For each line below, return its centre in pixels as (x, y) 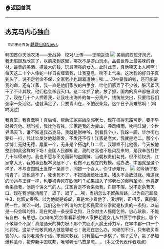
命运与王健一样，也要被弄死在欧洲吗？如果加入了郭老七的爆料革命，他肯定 (84, 181)
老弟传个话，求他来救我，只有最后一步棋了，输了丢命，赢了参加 (95, 236)
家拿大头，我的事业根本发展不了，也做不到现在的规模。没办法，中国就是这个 (82, 163)
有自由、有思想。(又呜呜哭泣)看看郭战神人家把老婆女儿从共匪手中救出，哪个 (82, 217)
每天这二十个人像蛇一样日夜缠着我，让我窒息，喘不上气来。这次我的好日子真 (82, 73)
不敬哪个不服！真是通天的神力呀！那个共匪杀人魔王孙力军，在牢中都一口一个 (82, 224)
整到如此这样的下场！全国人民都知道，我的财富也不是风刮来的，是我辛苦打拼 (82, 151)
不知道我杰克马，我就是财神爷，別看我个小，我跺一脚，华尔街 (92, 132)
